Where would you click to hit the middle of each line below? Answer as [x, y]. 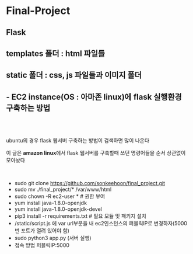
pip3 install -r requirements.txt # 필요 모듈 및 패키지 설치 [80, 216]
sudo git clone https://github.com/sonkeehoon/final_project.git [90, 183]
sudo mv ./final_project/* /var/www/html [63, 189]
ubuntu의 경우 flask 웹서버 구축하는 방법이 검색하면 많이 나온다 [78, 141]
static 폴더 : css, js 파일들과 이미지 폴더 [74, 75]
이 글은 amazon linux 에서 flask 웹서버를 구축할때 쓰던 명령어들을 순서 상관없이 [96, 153]
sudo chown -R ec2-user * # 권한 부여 [60, 196]
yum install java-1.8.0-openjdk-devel [58, 209]
